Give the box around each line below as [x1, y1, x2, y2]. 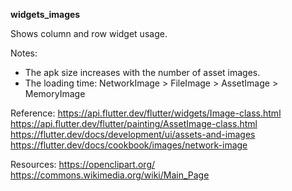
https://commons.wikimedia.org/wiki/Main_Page [10, 169, 210, 181]
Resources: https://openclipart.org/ [10, 159, 156, 170]
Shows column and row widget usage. [10, 28, 168, 39]
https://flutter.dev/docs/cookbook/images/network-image [10, 139, 248, 151]
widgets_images [10, 9, 81, 20]
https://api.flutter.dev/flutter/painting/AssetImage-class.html [10, 118, 258, 129]
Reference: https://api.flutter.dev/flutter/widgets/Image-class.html [10, 107, 282, 119]
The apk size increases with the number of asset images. [24, 67, 261, 78]
